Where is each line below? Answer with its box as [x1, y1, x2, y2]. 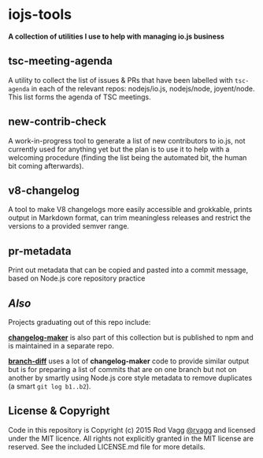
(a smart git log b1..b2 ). [8, 382, 91, 391]
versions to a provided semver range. [8, 222, 130, 231]
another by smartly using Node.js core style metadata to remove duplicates [8, 373, 253, 382]
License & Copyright [8, 404, 110, 418]
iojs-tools [8, 6, 72, 24]
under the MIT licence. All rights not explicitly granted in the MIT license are [8, 434, 254, 443]
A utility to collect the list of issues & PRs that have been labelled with [8, 75, 234, 84]
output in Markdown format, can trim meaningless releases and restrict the [8, 213, 251, 222]
